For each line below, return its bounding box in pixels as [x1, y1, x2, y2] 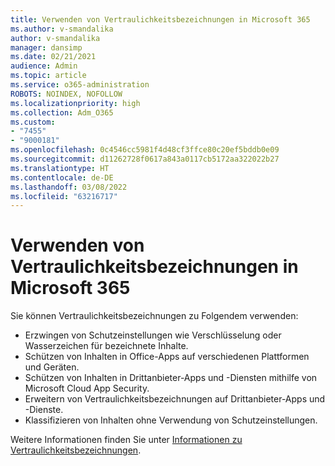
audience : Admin [10, 61, 78, 71]
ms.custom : [10, 117, 56, 127]
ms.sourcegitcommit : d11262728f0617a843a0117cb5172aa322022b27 [10, 154, 280, 164]
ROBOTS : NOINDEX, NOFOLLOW [10, 89, 123, 99]
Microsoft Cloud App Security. [24, 382, 150, 395]
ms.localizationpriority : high [10, 98, 141, 108]
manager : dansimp [10, 42, 83, 53]
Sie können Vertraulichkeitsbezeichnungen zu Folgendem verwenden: [10, 310, 299, 322]
